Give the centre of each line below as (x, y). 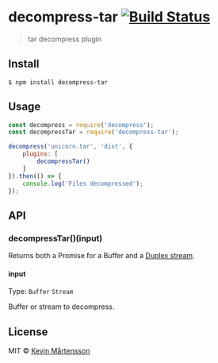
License (28, 332)
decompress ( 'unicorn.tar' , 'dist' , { (71, 147)
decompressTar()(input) (55, 238)
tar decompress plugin (64, 39)
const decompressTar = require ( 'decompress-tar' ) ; (94, 132)
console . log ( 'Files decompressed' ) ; (83, 183)
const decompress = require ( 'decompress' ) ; (81, 125)
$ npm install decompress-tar (58, 82)
